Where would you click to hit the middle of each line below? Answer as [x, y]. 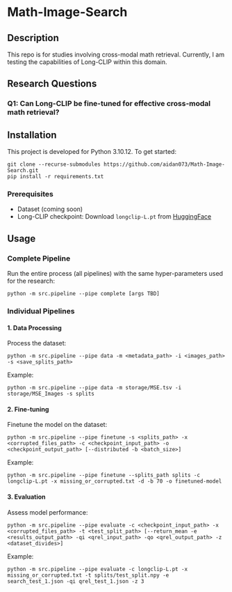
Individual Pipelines [41, 311]
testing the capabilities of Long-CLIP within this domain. [88, 62]
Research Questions [52, 84]
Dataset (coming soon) [50, 209]
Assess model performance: [48, 512]
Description [33, 38]
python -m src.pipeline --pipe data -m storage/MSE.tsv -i [94, 388]
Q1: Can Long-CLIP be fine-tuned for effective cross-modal [109, 104]
